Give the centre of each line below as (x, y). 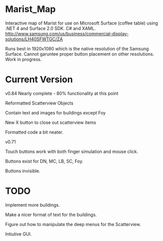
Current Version (39, 80)
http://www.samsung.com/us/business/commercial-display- (67, 33)
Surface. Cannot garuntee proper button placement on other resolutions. (80, 54)
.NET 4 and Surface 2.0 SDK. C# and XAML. (51, 28)
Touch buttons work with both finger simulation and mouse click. (72, 151)
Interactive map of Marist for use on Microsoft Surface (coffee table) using (82, 23)
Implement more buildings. (33, 205)
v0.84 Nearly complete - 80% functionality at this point (62, 93)
